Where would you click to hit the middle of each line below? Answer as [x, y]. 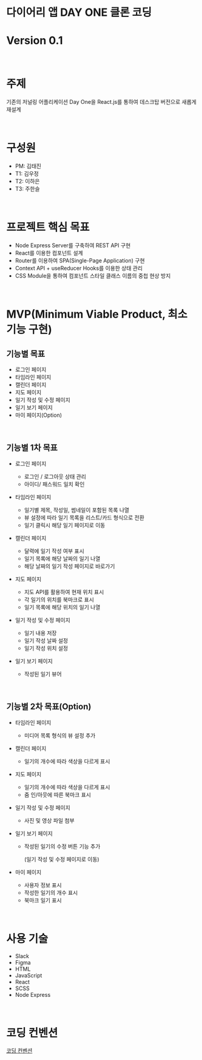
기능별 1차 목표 [32, 448]
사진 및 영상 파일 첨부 [49, 820]
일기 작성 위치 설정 [46, 648]
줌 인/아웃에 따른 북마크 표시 [57, 795]
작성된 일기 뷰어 [43, 674]
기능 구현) [29, 330]
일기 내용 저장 [40, 633]
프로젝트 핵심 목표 [48, 227]
